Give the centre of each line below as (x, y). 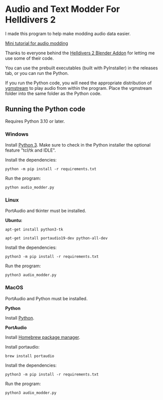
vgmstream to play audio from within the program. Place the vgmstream (79, 88)
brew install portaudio (30, 356)
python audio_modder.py (30, 188)
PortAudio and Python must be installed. (46, 298)
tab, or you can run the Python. (37, 73)
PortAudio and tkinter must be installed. (46, 211)
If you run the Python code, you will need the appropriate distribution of (79, 83)
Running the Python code (45, 109)
